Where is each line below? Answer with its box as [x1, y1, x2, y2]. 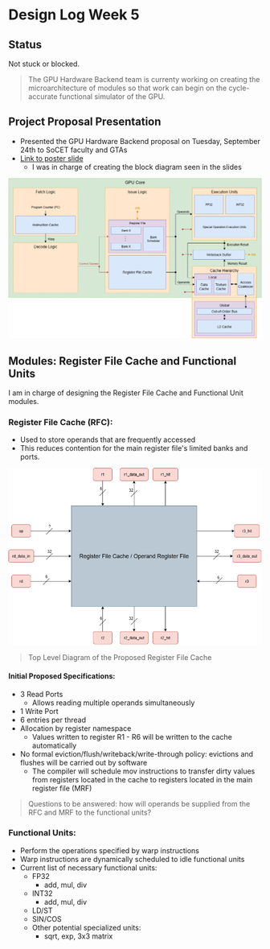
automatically [31, 741, 77, 750]
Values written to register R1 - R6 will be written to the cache [31, 732, 233, 741]
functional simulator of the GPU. [59, 92, 166, 101]
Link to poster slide [19, 153, 84, 163]
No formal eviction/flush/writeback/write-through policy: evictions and [19, 749, 254, 758]
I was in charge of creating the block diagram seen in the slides [31, 162, 243, 171]
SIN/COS [31, 914, 62, 923]
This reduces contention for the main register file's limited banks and [19, 444, 248, 453]
